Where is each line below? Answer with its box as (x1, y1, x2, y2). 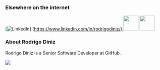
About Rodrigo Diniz (5, 38, 56, 45)
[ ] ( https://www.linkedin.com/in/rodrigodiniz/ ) (5, 26, 123, 32)
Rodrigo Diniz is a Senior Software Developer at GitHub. (5, 49, 121, 56)
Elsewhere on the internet (5, 4, 70, 11)
